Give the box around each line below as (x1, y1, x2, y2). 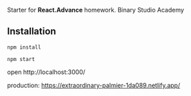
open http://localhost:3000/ (7, 68, 86, 76)
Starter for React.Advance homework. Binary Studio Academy (7, 6, 184, 14)
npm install (7, 44, 41, 51)
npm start (7, 56, 36, 62)
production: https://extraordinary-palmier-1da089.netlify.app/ (7, 81, 181, 89)
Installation (7, 25, 56, 37)
